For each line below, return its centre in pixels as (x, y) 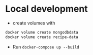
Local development (46, 9)
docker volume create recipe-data (42, 37)
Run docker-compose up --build (46, 47)
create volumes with (34, 23)
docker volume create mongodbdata (42, 32)
